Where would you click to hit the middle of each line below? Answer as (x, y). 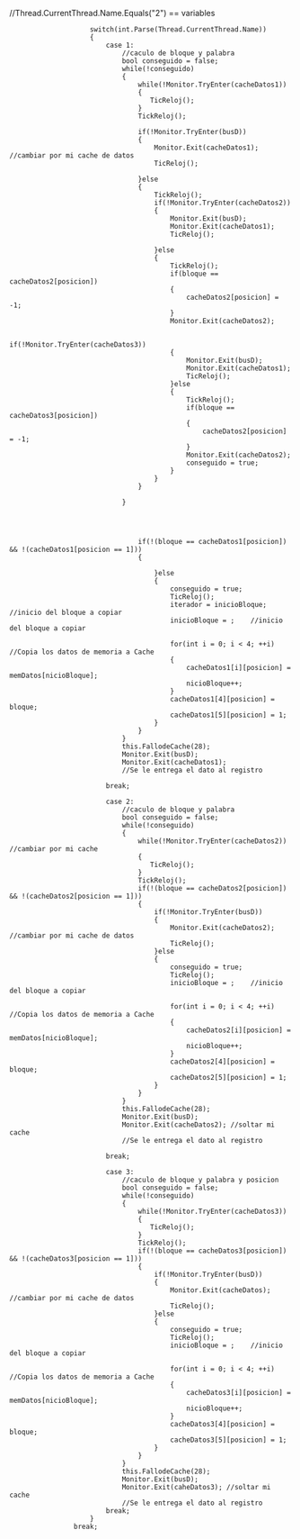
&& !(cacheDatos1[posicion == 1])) (76, 549)
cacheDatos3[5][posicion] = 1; (229, 1440)
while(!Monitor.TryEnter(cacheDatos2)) (212, 841)
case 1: (120, 45)
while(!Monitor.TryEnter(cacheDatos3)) (212, 1211)
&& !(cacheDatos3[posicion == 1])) (76, 1259)
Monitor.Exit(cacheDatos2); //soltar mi (199, 1125)
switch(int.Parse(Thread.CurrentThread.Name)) (178, 30)
